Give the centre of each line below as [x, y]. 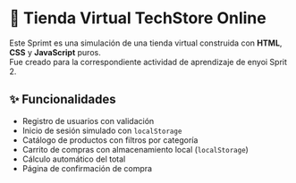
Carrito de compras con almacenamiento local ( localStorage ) [135, 149]
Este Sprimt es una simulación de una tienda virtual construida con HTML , [146, 43]
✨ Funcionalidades [63, 100]
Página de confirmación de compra [87, 168]
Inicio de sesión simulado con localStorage [102, 130]
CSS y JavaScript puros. [55, 52]
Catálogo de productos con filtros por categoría [110, 140]
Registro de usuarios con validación [88, 121]
